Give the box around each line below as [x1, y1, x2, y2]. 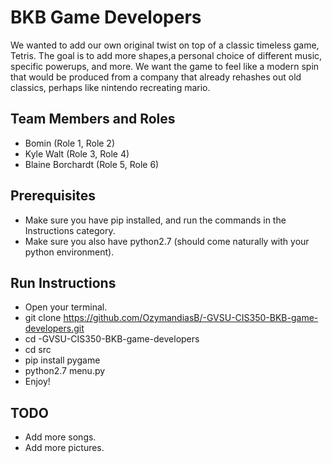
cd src [24, 344, 52, 356]
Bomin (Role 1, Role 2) [24, 137, 116, 149]
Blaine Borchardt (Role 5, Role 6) [24, 158, 160, 170]
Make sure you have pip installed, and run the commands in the [24, 214, 287, 226]
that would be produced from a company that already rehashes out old [10, 71, 302, 83]
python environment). [24, 246, 115, 258]
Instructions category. [24, 224, 116, 236]
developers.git [24, 322, 85, 335]
